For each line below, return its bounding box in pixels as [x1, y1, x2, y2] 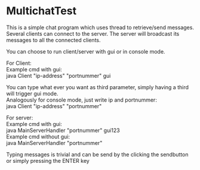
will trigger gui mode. [6, 90, 59, 97]
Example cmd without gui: [6, 133, 70, 140]
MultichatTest [6, 4, 76, 18]
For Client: [6, 59, 32, 67]
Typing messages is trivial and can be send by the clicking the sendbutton [6, 150, 189, 158]
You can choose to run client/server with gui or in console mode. [6, 48, 165, 55]
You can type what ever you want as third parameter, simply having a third [6, 83, 189, 90]
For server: [6, 114, 33, 121]
